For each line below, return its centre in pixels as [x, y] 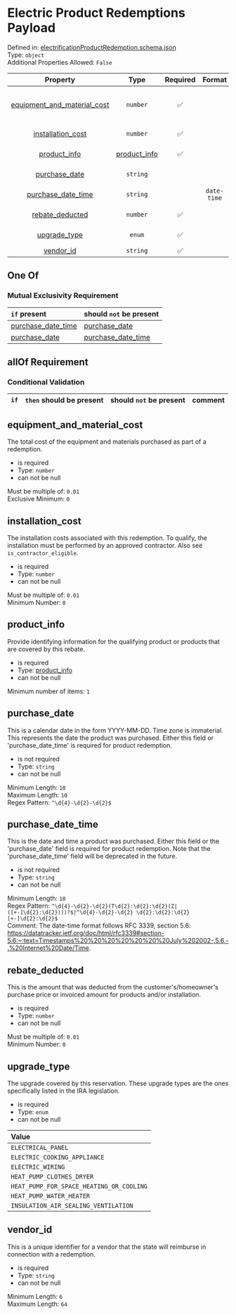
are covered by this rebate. [46, 649]
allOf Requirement [48, 363]
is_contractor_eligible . [43, 553]
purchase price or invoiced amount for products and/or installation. [104, 995]
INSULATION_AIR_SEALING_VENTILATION [72, 1206]
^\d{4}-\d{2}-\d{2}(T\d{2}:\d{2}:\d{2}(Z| [114, 906]
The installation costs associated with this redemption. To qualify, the [107, 538]
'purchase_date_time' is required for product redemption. [90, 745]
